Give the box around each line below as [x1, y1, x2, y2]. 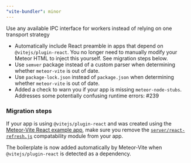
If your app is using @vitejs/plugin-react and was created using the [6, 120, 172, 127]
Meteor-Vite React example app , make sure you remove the [6, 126, 149, 133]
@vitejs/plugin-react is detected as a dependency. [6, 150, 132, 157]
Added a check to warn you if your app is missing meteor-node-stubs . [14, 86, 182, 93]
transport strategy [6, 30, 50, 38]
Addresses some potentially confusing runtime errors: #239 [14, 92, 159, 99]
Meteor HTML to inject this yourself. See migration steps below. [14, 55, 168, 62]
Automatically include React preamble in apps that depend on [14, 42, 163, 49]
